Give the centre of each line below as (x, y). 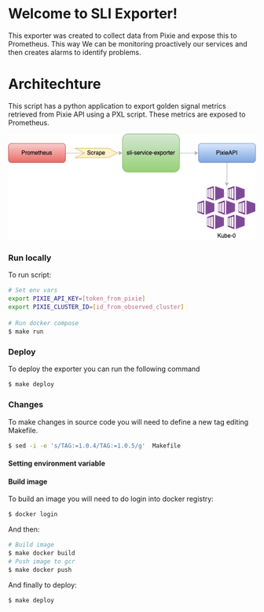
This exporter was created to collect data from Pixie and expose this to (123, 35)
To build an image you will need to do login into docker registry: (111, 499)
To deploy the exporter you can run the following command (104, 369)
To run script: (30, 274)
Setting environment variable (57, 464)
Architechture (55, 84)
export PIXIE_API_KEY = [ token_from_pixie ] (77, 299)
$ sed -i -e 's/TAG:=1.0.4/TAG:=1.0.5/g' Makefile (94, 446)
